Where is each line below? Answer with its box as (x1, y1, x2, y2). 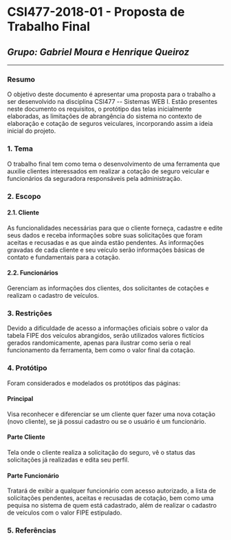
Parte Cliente (7, 433, 45, 441)
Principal (7, 395, 34, 403)
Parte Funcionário (7, 471, 60, 479)
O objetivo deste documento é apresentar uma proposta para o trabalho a (7, 90, 216, 98)
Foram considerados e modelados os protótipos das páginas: (7, 379, 181, 387)
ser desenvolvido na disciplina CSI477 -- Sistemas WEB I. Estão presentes (7, 98, 218, 106)
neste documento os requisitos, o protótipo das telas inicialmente (7, 105, 192, 114)
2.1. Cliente (7, 208, 40, 217)
